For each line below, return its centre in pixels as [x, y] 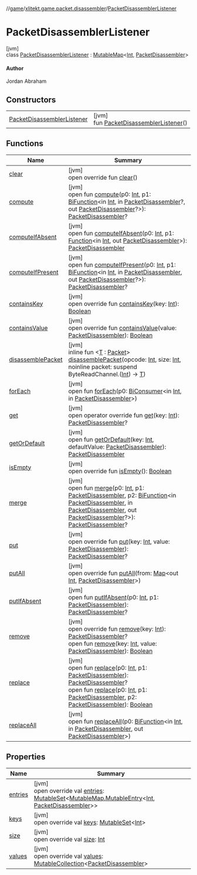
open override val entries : [69, 790]
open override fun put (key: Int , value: [119, 541]
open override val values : [69, 856]
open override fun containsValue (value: [123, 328]
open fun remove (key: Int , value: [113, 644]
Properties [26, 757]
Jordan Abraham [26, 81]
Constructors [31, 100]
